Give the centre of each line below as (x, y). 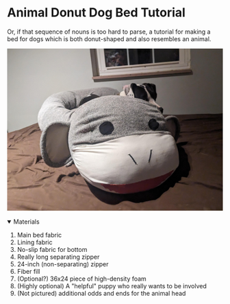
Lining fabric (35, 242)
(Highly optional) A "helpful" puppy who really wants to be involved (112, 285)
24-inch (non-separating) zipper (63, 264)
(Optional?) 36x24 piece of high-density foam (82, 279)
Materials (26, 222)
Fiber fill (28, 271)
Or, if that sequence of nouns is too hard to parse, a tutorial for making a (109, 32)
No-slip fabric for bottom (52, 249)
